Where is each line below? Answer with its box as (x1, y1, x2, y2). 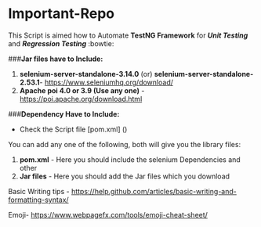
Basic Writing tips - (8, 186, 70, 196)
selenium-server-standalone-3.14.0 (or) (19, 69, 153, 78)
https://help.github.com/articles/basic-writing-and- (71, 186, 237, 196)
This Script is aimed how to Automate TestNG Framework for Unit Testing (8, 31, 248, 40)
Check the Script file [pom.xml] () (19, 124, 128, 134)
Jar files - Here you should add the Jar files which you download (19, 171, 230, 181)
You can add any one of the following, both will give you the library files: (8, 139, 241, 149)
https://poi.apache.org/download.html (19, 94, 143, 103)
